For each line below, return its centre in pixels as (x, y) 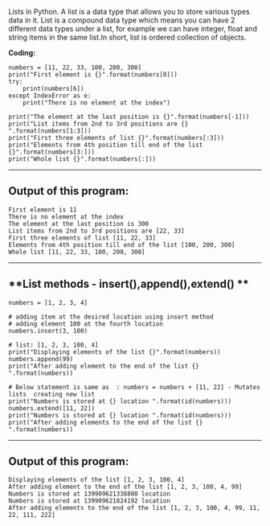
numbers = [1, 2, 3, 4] (48, 302)
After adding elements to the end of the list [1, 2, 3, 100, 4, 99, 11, (135, 508)
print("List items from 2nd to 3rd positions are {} (98, 124)
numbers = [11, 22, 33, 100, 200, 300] (75, 68)
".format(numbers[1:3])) (50, 131)
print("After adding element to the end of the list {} (104, 366)
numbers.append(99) (41, 359)
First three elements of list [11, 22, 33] (82, 238)
